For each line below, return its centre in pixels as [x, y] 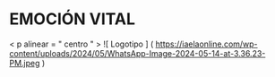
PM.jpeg [25, 63]
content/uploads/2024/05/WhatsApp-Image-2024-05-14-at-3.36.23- [137, 53]
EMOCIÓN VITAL [73, 19]
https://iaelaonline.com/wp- [206, 44]
